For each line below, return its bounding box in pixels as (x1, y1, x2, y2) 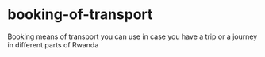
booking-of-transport (7, 6, 153, 24)
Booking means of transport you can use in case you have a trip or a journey (7, 32, 258, 41)
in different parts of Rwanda (7, 40, 99, 49)
